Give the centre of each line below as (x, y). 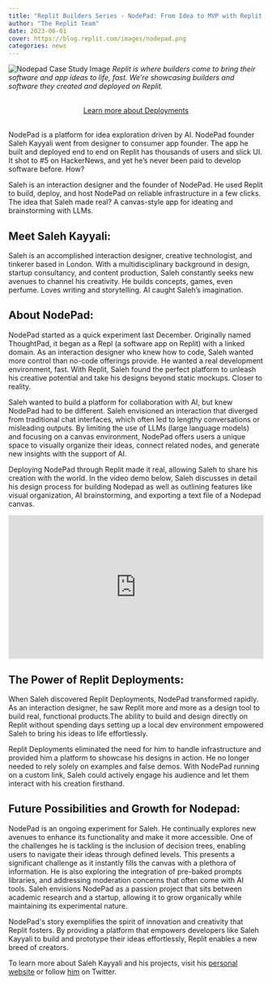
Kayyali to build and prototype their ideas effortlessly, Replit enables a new (133, 939)
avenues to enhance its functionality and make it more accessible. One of (131, 837)
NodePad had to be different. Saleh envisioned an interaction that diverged (133, 410)
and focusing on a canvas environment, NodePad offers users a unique (127, 436)
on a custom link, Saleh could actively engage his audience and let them (129, 775)
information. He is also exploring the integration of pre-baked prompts (125, 872)
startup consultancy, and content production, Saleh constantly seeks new (131, 273)
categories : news (38, 46)
